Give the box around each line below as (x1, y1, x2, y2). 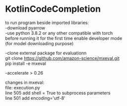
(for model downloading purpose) (5, 40, 74, 46)
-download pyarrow (5, 25, 45, 30)
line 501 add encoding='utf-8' (5, 95, 66, 101)
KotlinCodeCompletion (5, 3, 101, 15)
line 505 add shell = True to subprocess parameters (5, 90, 111, 96)
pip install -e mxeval (5, 60, 46, 66)
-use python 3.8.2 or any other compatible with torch (5, 30, 113, 36)
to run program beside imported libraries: (5, 20, 89, 26)
